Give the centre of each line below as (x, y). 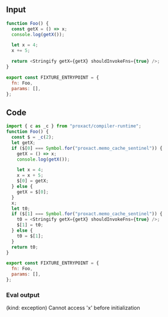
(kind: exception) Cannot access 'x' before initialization (73, 308)
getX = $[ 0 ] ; (33, 192)
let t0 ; (21, 209)
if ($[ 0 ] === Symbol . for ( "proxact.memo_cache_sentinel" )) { (87, 148)
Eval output (23, 294)
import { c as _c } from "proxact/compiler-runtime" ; (74, 126)
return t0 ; (25, 247)
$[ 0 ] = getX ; (33, 181)
